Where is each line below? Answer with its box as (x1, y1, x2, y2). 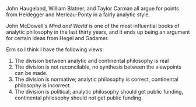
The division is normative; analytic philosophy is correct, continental (14, 76, 178, 83)
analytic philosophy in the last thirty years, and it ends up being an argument (6, 28, 190, 35)
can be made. (14, 70, 48, 76)
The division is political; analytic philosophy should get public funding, (14, 88, 184, 95)
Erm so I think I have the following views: (6, 46, 104, 53)
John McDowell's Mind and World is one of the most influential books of (6, 23, 180, 29)
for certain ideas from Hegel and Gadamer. (6, 35, 109, 41)
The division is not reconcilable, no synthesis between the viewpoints (14, 63, 182, 70)
